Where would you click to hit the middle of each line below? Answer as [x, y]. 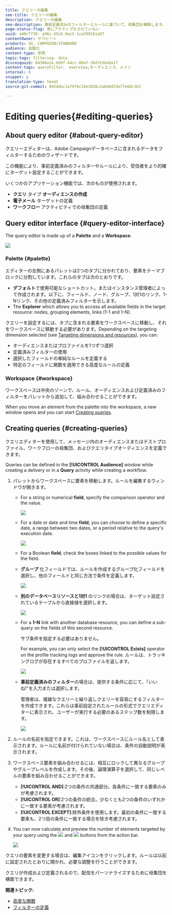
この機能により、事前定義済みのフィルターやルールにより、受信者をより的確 [86, 166]
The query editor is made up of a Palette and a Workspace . [69, 236]
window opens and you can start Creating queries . [59, 412]
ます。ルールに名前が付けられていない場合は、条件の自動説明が [93, 745]
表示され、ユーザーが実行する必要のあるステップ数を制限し [97, 712]
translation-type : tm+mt [32, 82]
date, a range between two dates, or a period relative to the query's [92, 528]
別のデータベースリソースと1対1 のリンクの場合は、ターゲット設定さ [93, 596]
